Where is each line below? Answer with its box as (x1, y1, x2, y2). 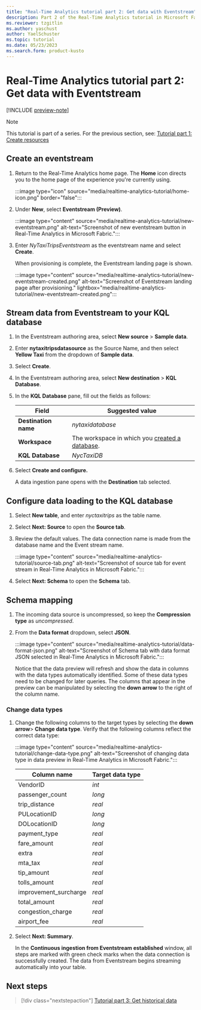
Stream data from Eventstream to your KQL (6, 308, 170, 318)
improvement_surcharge (17, 888, 87, 896)
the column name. (14, 690, 60, 698)
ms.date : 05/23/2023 (6, 43, 58, 49)
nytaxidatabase (71, 421, 117, 429)
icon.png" (14, 193, 39, 201)
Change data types (6, 705, 63, 714)
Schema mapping (6, 595, 73, 605)
